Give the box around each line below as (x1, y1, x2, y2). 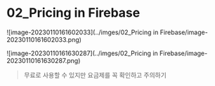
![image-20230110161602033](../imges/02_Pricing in (6, 28, 159, 36)
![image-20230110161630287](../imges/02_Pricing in (6, 49, 159, 57)
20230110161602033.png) (6, 35, 82, 43)
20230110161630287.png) (6, 56, 81, 64)
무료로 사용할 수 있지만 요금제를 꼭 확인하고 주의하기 (23, 71, 167, 79)
